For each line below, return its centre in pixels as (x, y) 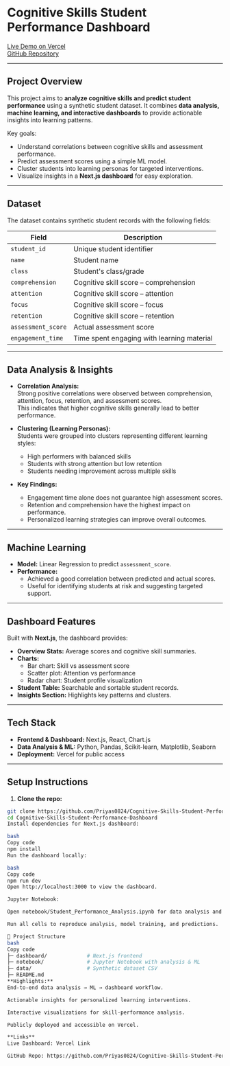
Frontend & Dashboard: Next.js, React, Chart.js (84, 739)
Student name (95, 260)
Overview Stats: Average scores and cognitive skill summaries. (106, 651)
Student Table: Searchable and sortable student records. (98, 687)
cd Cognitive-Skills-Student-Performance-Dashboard (82, 818)
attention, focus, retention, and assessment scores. (89, 401)
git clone (21, 811)
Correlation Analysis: (48, 386)
